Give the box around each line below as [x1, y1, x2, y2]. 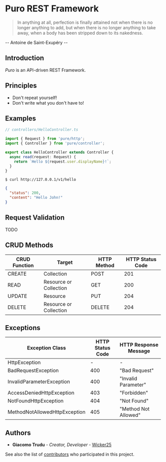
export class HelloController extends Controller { [5, 150, 114, 155]
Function [12, 262, 34, 269]
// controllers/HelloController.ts [5, 127, 79, 132]
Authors [5, 428, 31, 437]
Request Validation [5, 214, 65, 222]
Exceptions [5, 323, 41, 332]
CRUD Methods [5, 241, 53, 249]
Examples [5, 114, 36, 122]
